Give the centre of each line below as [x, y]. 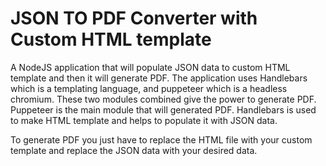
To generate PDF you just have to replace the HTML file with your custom [161, 139]
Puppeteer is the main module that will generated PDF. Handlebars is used [163, 109]
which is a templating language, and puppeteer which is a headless [149, 88]
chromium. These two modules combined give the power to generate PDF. [163, 99]
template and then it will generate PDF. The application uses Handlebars [159, 78]
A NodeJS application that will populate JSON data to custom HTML [150, 67]
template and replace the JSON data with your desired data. [134, 150]
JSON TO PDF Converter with [134, 18]
